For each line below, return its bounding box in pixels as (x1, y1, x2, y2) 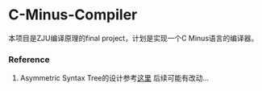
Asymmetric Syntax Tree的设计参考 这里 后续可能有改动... (19, 73, 210, 83)
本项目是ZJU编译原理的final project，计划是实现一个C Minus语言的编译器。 (8, 33, 259, 43)
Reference (8, 54, 50, 65)
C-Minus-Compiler (8, 6, 138, 24)
